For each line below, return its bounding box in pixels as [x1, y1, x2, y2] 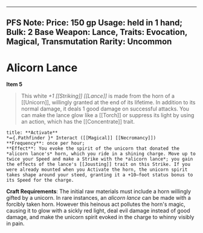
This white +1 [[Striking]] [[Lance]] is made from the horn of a [21, 92, 175, 100]
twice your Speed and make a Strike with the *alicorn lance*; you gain [6, 156, 193, 162]
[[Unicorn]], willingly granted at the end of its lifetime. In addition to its [21, 99, 196, 106]
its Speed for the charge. [6, 177, 74, 184]
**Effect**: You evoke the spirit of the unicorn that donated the [6, 145, 180, 152]
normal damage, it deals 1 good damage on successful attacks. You [21, 105, 189, 112]
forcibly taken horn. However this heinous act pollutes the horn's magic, [6, 200, 185, 208]
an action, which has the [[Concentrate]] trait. [21, 118, 135, 126]
